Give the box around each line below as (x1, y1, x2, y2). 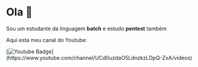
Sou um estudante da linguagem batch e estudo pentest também (6, 25, 167, 32)
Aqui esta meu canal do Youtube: (6, 36, 87, 43)
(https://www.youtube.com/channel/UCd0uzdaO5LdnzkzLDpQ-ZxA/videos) (6, 54, 193, 61)
